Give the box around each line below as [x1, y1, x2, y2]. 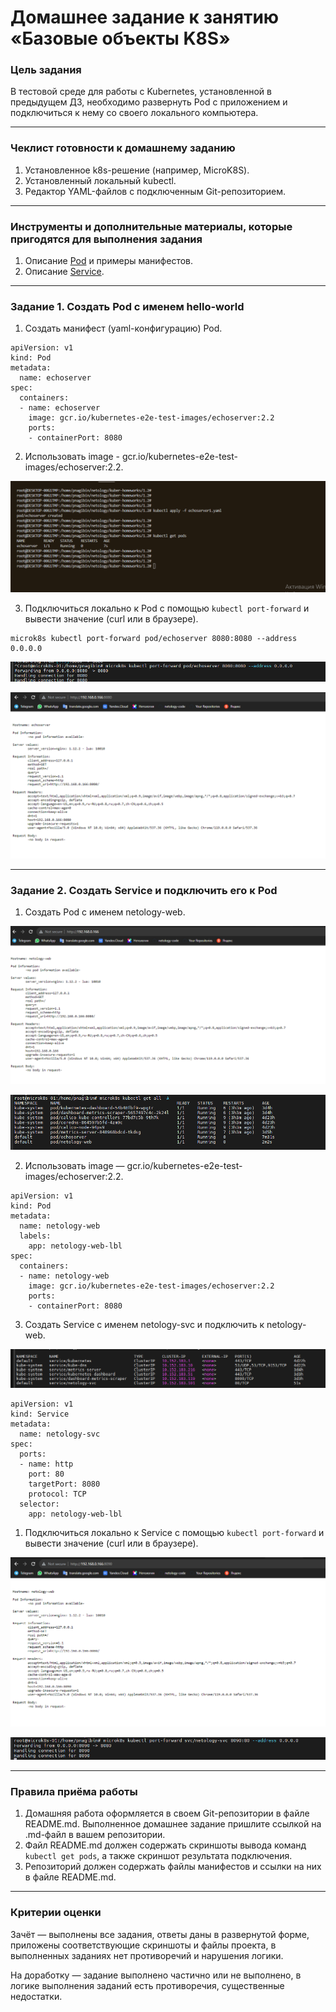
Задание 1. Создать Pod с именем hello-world [10, 300, 245, 313]
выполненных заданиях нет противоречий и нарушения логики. [10, 1949, 284, 1961]
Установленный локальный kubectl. [24, 174, 177, 186]
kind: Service [10, 1409, 70, 1419]
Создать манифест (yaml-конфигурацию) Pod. [24, 322, 223, 335]
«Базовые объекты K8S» [10, 27, 231, 50]
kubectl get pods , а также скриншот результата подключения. [24, 1850, 293, 1862]
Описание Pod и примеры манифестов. [24, 255, 194, 267]
